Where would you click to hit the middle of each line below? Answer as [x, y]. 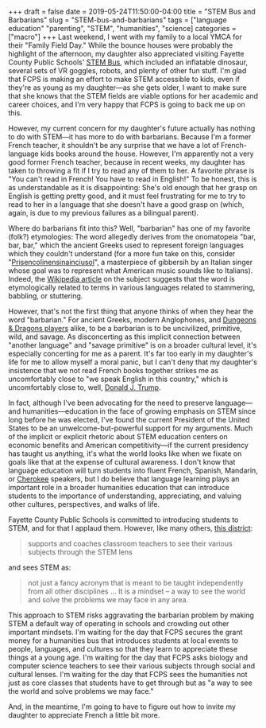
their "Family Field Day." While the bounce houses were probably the [121, 45]
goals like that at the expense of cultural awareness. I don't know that [122, 462]
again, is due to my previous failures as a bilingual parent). [104, 213]
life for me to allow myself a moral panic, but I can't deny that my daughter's [133, 362]
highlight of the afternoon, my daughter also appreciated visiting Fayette [126, 54]
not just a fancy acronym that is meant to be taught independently [135, 583]
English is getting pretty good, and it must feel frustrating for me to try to [127, 196]
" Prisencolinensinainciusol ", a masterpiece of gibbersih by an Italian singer [130, 262]
